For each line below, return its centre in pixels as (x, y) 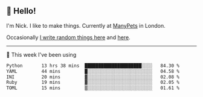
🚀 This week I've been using (41, 54)
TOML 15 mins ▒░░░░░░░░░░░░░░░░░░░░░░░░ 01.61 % (93, 88)
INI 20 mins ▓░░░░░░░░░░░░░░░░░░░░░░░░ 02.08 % (93, 77)
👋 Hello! (21, 11)
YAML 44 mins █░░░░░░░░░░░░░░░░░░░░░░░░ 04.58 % (93, 71)
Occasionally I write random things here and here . (69, 37)
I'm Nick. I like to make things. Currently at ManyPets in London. (86, 25)
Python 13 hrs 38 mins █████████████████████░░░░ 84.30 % (93, 66)
